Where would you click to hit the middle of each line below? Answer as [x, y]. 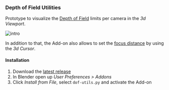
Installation [17, 60]
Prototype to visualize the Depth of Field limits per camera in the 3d [75, 19]
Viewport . [15, 24]
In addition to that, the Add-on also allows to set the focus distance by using [85, 43]
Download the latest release [42, 71]
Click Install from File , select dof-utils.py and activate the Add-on [82, 82]
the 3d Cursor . [20, 49]
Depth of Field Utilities [33, 8]
